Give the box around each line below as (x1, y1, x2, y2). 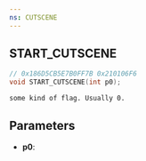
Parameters (9, 117, 76, 133)
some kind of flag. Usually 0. (9, 94, 126, 103)
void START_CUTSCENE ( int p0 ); (9, 77, 122, 87)
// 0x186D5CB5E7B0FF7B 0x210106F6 (9, 69, 138, 78)
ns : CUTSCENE (9, 12, 58, 22)
